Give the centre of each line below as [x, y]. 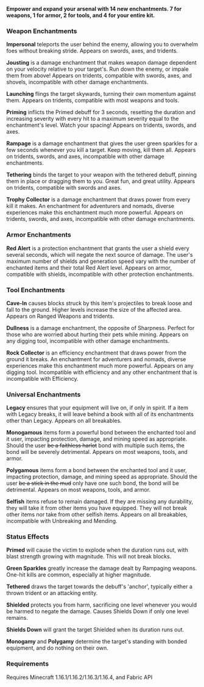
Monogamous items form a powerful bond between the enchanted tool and [101, 433]
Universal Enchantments [44, 394]
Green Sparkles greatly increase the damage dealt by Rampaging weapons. [102, 568]
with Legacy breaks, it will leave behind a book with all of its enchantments [100, 414]
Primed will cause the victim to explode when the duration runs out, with [97, 550]
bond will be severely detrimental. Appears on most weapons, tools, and [97, 452]
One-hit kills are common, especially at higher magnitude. [79, 575]
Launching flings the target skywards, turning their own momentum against [101, 94]
